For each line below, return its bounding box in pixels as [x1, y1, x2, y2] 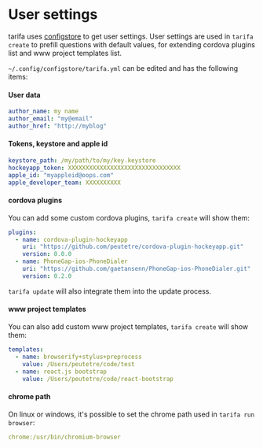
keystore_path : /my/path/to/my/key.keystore [8, 156, 156, 165]
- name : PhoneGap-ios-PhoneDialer [15, 257, 128, 265]
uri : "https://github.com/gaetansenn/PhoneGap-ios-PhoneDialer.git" [22, 265, 251, 273]
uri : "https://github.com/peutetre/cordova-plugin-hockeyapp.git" [22, 243, 244, 251]
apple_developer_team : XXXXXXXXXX [8, 179, 122, 187]
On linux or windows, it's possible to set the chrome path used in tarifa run [8, 409, 255, 419]
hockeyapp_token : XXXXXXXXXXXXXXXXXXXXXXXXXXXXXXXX [8, 164, 181, 172]
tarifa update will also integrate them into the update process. [8, 286, 212, 296]
